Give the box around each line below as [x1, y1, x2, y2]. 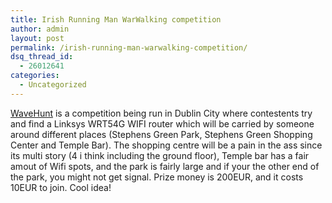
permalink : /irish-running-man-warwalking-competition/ [10, 42, 248, 53]
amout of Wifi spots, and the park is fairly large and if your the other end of [10, 160, 320, 172]
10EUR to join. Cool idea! [10, 181, 112, 193]
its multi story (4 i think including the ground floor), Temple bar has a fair [10, 149, 310, 161]
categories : [10, 71, 60, 81]
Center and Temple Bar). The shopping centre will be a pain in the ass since [10, 139, 323, 151]
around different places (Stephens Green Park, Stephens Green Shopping [10, 128, 313, 140]
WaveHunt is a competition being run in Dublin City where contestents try [10, 107, 313, 119]
